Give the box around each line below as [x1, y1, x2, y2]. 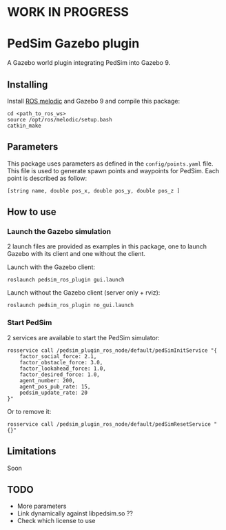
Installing [7, 79, 48, 90]
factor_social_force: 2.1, [19, 353, 97, 360]
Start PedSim [7, 318, 52, 328]
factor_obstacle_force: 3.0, [19, 359, 103, 366]
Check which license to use [17, 517, 96, 525]
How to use [7, 206, 56, 218]
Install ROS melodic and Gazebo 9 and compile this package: [7, 97, 181, 105]
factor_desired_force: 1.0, [19, 371, 100, 378]
